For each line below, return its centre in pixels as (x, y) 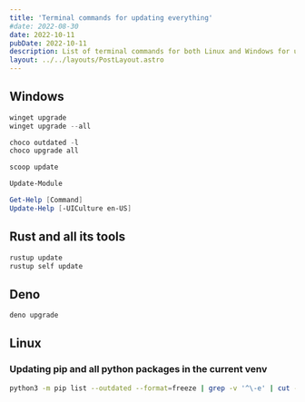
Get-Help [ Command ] (46, 201)
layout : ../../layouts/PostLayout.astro (87, 60)
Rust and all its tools (67, 237)
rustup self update (46, 266)
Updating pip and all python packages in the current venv (138, 369)
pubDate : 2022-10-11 (49, 43)
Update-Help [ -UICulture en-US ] (70, 208)
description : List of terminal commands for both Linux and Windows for (150, 52)
